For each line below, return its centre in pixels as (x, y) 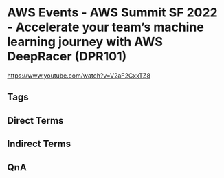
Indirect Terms (39, 144)
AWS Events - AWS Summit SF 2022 (112, 13)
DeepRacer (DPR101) (67, 57)
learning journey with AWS (85, 42)
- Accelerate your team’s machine (105, 27)
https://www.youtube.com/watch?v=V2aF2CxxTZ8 (79, 75)
